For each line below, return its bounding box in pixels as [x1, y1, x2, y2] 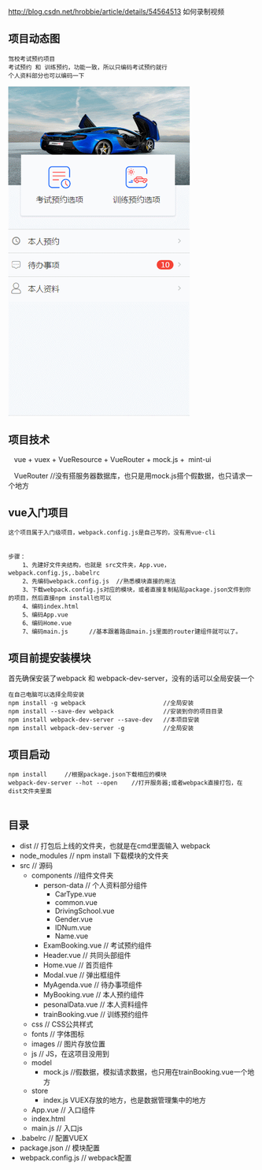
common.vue [54, 897, 98, 907]
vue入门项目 [8, 506, 69, 520]
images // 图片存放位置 [31, 1039, 106, 1049]
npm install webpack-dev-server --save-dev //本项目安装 [8, 716, 200, 724]
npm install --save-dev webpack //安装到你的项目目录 [8, 708, 223, 716]
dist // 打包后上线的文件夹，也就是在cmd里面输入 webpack [19, 840, 211, 850]
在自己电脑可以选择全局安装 [8, 691, 85, 699]
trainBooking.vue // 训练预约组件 [42, 1009, 149, 1019]
